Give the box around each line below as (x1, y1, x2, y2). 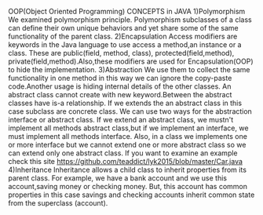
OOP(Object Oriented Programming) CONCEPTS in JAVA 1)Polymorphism (8, 7, 246, 16)
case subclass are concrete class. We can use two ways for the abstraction (8, 107, 253, 116)
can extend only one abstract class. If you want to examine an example (8, 148, 238, 158)
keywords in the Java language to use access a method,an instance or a (8, 40, 242, 49)
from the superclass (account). (8, 199, 108, 207)
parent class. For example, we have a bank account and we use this (8, 173, 228, 183)
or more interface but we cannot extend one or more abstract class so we (8, 140, 247, 149)
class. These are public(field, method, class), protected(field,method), (8, 49, 235, 57)
